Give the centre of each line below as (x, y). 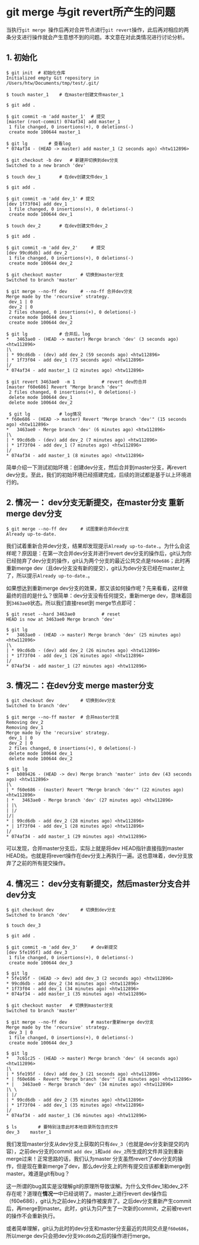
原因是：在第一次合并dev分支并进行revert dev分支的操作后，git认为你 (106, 553)
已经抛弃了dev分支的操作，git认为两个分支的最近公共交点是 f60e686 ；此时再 (98, 560)
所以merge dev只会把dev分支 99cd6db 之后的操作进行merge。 (80, 1236)
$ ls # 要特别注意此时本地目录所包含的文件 (62, 1127)
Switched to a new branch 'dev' (46, 165)
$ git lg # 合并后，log (48, 334)
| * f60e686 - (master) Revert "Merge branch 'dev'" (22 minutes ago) (95, 790)
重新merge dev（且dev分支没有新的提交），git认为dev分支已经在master (93, 568)
